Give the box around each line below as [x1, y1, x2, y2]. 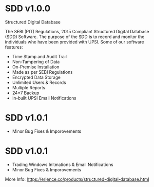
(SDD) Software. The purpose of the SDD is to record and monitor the [5, 34, 145, 40]
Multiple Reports [12, 84, 45, 90]
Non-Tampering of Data [12, 59, 60, 64]
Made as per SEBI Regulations [12, 69, 73, 75]
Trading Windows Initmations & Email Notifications [12, 162, 114, 167]
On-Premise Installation [12, 64, 59, 70]
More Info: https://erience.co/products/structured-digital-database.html [5, 176, 150, 182]
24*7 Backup [12, 90, 39, 96]
